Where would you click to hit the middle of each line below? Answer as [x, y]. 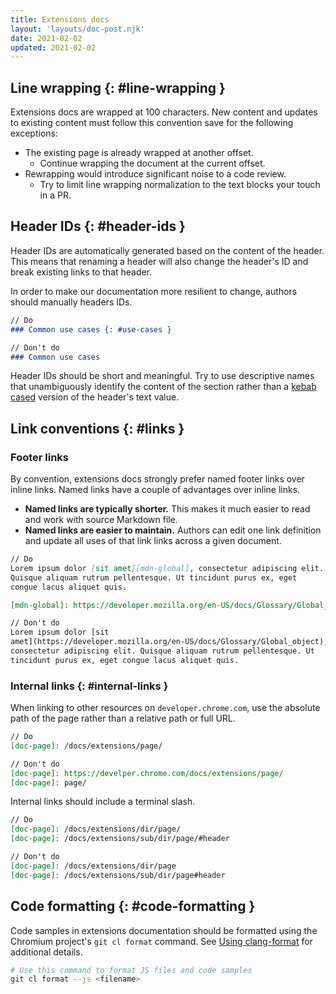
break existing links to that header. [81, 272]
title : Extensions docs [60, 19]
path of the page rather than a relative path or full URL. [123, 718]
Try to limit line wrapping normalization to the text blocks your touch [180, 185]
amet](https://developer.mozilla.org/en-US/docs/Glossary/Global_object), [169, 642]
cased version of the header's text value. [95, 397]
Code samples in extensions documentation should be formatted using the [164, 930]
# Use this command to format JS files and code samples [131, 970]
